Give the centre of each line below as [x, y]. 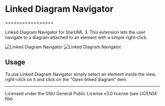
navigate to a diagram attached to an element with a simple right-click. [76, 37]
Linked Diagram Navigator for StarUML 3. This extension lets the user [75, 32]
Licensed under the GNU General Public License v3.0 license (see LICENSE [82, 93]
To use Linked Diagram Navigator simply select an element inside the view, [81, 74]
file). [10, 99]
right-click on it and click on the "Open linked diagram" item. [66, 79]
